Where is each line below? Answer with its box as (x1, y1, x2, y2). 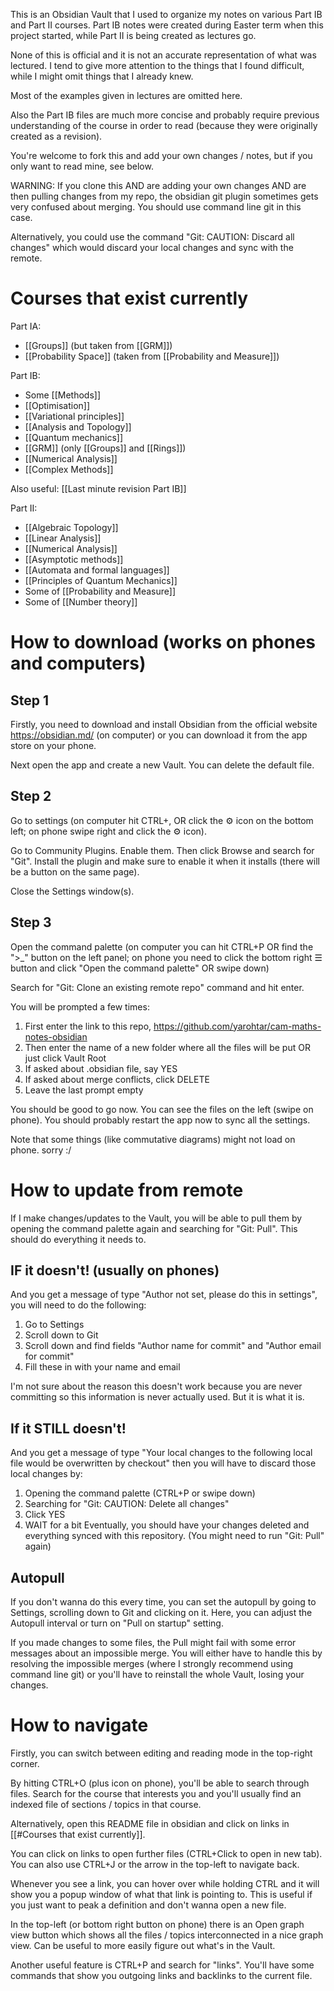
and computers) (10, 652, 147, 675)
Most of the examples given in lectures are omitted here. (10, 90, 243, 101)
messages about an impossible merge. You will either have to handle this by (10, 1647, 323, 1659)
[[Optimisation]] (24, 399, 91, 411)
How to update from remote (10, 1179, 244, 1201)
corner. (10, 1757, 40, 1769)
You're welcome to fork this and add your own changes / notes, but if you (10, 150, 313, 161)
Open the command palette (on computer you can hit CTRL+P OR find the (10, 940, 314, 953)
